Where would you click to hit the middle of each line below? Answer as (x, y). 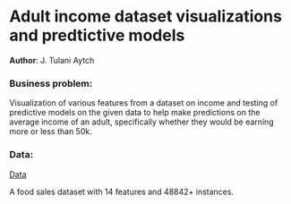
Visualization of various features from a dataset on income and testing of (144, 103)
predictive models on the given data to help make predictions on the (135, 113)
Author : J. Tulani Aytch (52, 60)
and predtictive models (97, 35)
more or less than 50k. (51, 132)
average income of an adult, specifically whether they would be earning (142, 122)
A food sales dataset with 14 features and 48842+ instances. (122, 191)
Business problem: (51, 83)
